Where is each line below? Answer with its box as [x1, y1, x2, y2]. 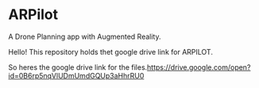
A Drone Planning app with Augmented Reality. [8, 32, 161, 41]
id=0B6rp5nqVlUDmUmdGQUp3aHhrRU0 [8, 71, 145, 80]
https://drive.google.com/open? [146, 62, 251, 72]
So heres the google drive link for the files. [8, 62, 148, 72]
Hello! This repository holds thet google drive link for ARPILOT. [8, 47, 213, 56]
